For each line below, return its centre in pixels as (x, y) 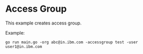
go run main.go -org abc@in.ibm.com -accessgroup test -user (72, 42)
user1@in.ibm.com (24, 46)
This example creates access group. (43, 23)
